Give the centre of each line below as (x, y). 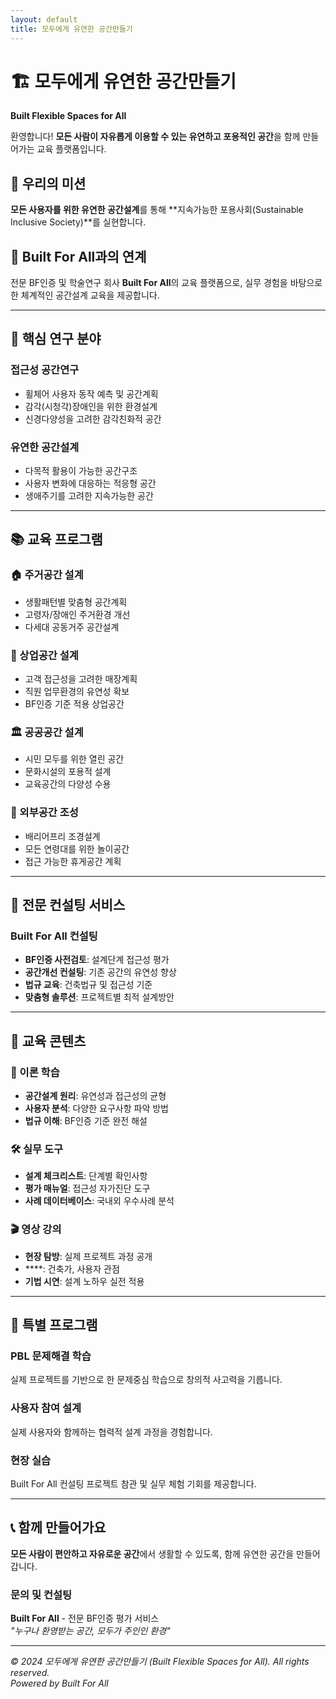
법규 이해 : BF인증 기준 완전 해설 (86, 1120)
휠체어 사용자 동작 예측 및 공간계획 (91, 393)
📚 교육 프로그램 (56, 539)
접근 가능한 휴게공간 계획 (73, 861)
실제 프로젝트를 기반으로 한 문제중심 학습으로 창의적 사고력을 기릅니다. (146, 1380)
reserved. (30, 1672)
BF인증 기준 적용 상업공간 (74, 704)
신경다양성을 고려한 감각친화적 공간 (93, 418)
